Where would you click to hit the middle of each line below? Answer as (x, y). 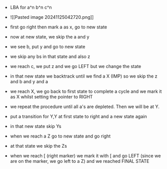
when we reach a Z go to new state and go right (60, 136)
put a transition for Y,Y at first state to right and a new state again (78, 116)
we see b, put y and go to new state (48, 47)
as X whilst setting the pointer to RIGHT (51, 97)
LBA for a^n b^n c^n (31, 7)
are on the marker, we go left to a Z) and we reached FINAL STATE (80, 161)
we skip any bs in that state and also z (50, 56)
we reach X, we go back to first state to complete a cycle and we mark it (86, 91)
